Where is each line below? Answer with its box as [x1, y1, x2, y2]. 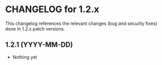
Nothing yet [12, 54, 37, 60]
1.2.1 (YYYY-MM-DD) [5, 41, 73, 49]
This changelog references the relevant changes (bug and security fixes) [5, 20, 157, 26]
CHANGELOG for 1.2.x [5, 4, 100, 15]
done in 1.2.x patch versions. [5, 25, 65, 31]
